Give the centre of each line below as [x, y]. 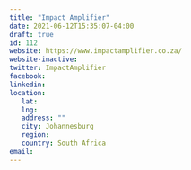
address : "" [43, 118]
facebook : [28, 76]
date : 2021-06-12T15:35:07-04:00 [72, 26]
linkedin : [28, 85]
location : [28, 93]
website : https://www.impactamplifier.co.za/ [95, 51]
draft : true [31, 34]
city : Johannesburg [57, 127]
